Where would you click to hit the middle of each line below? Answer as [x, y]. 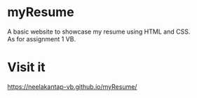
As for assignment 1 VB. [41, 38]
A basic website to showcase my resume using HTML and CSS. [99, 31]
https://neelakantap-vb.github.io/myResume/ [72, 86]
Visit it [26, 68]
